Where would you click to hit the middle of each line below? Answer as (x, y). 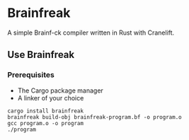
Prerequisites (31, 75)
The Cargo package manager (61, 91)
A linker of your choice (51, 98)
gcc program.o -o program (45, 123)
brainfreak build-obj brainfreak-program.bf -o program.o (94, 117)
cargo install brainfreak (45, 111)
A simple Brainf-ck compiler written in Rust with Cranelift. (91, 33)
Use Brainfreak (41, 55)
